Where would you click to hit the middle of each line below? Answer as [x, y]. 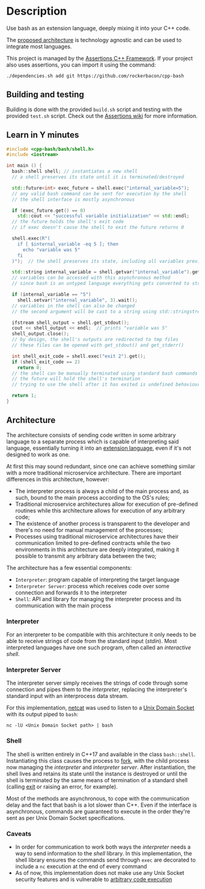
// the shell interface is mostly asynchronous [74, 200]
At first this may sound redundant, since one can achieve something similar [101, 466]
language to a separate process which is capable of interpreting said [92, 441]
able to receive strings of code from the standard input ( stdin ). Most [92, 641]
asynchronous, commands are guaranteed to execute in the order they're [98, 811]
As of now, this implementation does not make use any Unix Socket [100, 873]
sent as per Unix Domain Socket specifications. [66, 818]
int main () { [24, 166]
